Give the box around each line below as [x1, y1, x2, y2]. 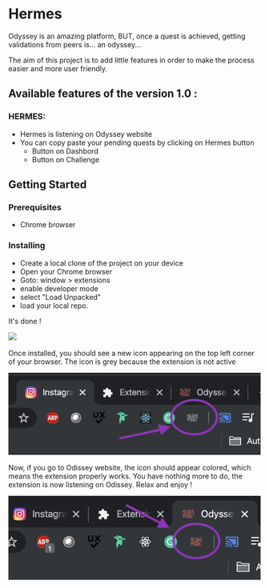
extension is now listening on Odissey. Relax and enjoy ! [8, 479, 193, 489]
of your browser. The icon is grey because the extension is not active [8, 357, 236, 366]
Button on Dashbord [31, 146, 98, 156]
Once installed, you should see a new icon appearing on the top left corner [8, 348, 255, 358]
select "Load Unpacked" [19, 292, 102, 302]
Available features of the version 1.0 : [8, 87, 198, 101]
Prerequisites [8, 202, 62, 213]
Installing [8, 240, 46, 251]
